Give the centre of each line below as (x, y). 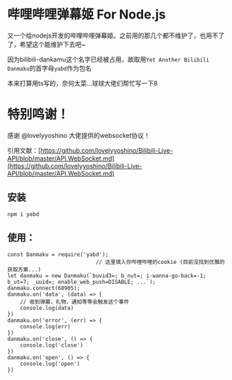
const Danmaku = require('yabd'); (58, 254)
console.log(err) (45, 326)
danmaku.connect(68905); (44, 288)
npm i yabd (23, 214)
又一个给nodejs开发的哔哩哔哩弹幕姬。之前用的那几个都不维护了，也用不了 (116, 35)
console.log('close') (51, 345)
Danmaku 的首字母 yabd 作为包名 (49, 68)
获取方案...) (24, 270)
